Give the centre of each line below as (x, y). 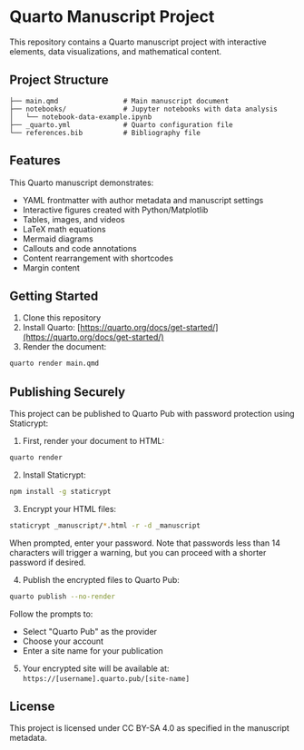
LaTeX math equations (64, 229)
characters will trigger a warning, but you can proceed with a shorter (138, 552)
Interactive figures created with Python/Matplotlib (115, 210)
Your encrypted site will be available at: (96, 668)
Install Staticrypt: (54, 475)
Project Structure (59, 80)
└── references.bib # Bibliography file (105, 133)
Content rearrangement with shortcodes (98, 258)
